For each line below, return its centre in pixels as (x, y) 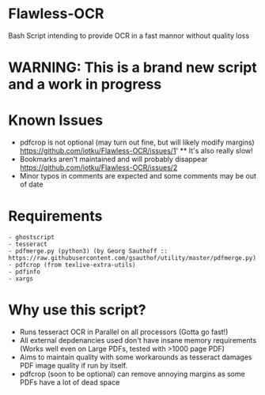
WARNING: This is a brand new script (132, 68)
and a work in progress (85, 85)
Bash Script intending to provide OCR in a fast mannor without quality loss (129, 36)
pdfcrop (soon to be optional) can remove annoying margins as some (132, 374)
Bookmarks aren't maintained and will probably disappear (114, 160)
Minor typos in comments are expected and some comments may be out (138, 176)
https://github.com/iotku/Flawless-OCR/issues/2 (98, 167)
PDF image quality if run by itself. (74, 365)
